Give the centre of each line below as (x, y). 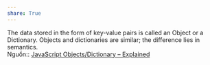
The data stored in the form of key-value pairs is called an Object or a (105, 32)
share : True (24, 13)
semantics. (23, 47)
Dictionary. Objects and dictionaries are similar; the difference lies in (104, 40)
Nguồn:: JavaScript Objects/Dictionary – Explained (79, 54)
